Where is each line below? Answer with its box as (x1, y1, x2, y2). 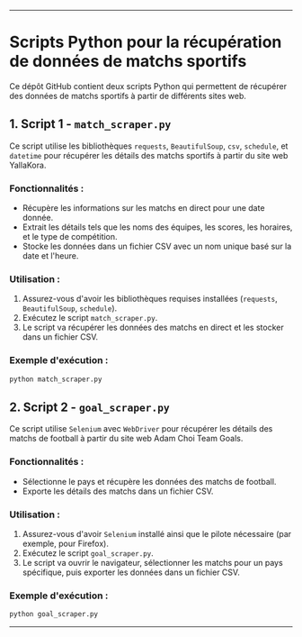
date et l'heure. (22, 250, 79, 261)
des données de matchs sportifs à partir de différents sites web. (9, 90, 247, 101)
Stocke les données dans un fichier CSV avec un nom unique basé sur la (22, 241, 292, 252)
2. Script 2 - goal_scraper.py (9, 399, 171, 414)
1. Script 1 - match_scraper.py (9, 116, 172, 132)
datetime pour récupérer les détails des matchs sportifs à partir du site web (9, 150, 289, 160)
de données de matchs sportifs (9, 51, 247, 72)
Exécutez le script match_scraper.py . (22, 313, 158, 323)
